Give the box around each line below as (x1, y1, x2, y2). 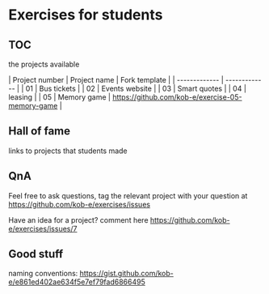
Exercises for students (8, 6, 163, 24)
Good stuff (8, 247, 64, 261)
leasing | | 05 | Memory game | (8, 92, 111, 102)
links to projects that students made (8, 146, 128, 156)
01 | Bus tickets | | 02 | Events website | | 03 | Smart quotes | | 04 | (25, 83, 246, 93)
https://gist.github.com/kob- (79, 269, 174, 279)
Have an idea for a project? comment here (8, 215, 149, 224)
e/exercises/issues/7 (8, 224, 78, 233)
